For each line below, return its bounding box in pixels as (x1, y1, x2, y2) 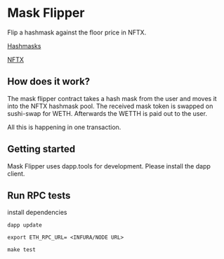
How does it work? (7, 76, 91, 88)
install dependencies (7, 208, 67, 217)
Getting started (7, 143, 76, 155)
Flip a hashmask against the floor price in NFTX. (7, 28, 147, 36)
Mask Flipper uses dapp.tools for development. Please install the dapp (7, 161, 211, 170)
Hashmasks (7, 41, 41, 50)
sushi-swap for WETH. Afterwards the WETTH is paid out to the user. (7, 109, 207, 117)
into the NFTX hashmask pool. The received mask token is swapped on (7, 102, 213, 110)
